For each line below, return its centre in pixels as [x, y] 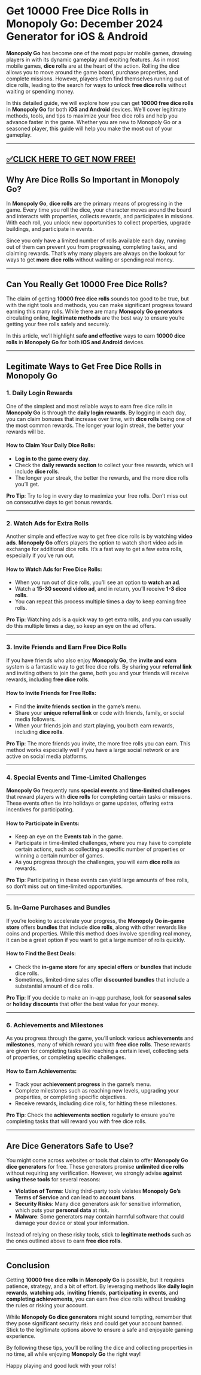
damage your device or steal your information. [72, 1223]
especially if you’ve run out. [40, 555]
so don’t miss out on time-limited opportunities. [65, 886]
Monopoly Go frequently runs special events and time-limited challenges [98, 790]
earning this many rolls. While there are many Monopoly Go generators [94, 311]
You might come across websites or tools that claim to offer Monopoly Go [97, 1160]
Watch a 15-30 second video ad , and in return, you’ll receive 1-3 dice [100, 589]
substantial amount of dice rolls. [54, 986]
